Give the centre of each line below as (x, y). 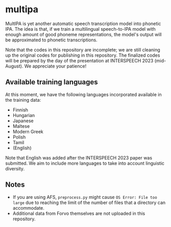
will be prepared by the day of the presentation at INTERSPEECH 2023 (79, 60)
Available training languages (52, 82)
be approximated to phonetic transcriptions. (52, 40)
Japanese (23, 121)
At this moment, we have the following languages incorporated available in (83, 94)
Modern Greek (28, 131)
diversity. (15, 168)
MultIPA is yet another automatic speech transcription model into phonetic (83, 24)
